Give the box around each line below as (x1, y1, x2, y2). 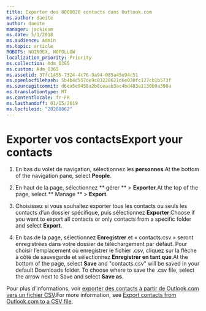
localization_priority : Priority (6, 55, 92, 61)
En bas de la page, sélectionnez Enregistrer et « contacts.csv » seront (15, 234, 194, 241)
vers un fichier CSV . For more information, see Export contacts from (6, 291, 177, 299)
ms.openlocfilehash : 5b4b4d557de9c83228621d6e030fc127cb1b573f (6, 77, 172, 83)
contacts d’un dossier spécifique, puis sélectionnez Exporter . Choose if (15, 209, 195, 217)
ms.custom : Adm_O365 (6, 66, 59, 72)
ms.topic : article (6, 44, 53, 50)
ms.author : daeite (6, 15, 53, 21)
